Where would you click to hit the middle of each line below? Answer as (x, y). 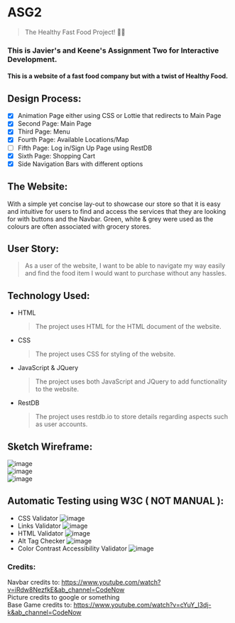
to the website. (57, 389)
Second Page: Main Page (55, 124)
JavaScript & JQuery (48, 368)
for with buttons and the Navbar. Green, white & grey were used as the (110, 219)
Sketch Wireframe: (50, 446)
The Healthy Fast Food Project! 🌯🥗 (75, 32)
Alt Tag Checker (41, 541)
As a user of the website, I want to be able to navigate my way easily (125, 266)
